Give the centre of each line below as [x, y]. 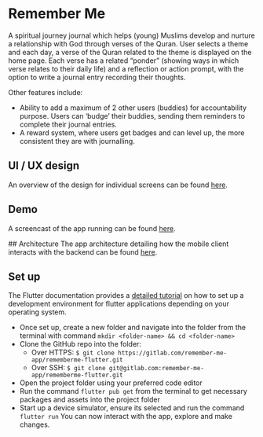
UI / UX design [44, 166]
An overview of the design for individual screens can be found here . [118, 185]
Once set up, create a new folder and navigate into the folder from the [132, 328]
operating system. [37, 312]
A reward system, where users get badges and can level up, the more [132, 132]
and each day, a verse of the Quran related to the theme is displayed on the [130, 52]
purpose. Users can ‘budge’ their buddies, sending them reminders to [132, 116]
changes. [35, 424]
